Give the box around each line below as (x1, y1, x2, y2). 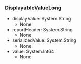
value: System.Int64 (12, 48, 55, 55)
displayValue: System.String (12, 16, 71, 22)
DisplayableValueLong (5, 4, 62, 11)
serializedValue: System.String (12, 37, 77, 44)
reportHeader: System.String (12, 27, 73, 33)
